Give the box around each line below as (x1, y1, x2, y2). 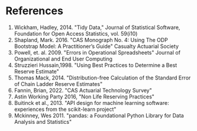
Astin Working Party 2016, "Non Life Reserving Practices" (14, 93, 155, 100)
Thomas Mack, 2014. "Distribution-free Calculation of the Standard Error (14, 74, 191, 81)
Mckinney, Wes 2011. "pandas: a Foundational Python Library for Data (14, 111, 184, 119)
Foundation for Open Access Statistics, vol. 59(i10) (14, 30, 138, 37)
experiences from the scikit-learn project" (14, 106, 117, 113)
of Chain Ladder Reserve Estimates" (14, 80, 103, 87)
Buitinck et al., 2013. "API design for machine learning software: (14, 99, 169, 106)
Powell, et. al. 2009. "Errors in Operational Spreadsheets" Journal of (14, 49, 181, 56)
